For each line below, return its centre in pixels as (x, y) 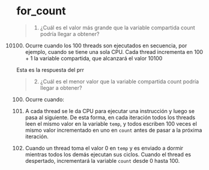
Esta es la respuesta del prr (50, 69)
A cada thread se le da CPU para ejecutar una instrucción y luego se (110, 111)
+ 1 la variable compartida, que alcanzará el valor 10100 (94, 58)
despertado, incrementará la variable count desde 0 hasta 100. (102, 160)
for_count (41, 11)
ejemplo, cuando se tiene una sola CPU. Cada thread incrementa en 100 (114, 51)
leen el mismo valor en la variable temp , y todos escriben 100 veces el (111, 123)
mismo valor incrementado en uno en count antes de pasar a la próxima (114, 130)
